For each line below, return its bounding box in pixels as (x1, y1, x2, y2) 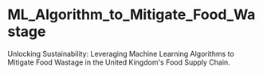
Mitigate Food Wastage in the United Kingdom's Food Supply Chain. (7, 57, 230, 67)
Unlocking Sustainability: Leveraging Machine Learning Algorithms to (7, 49, 234, 58)
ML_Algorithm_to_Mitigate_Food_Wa (7, 6, 256, 24)
